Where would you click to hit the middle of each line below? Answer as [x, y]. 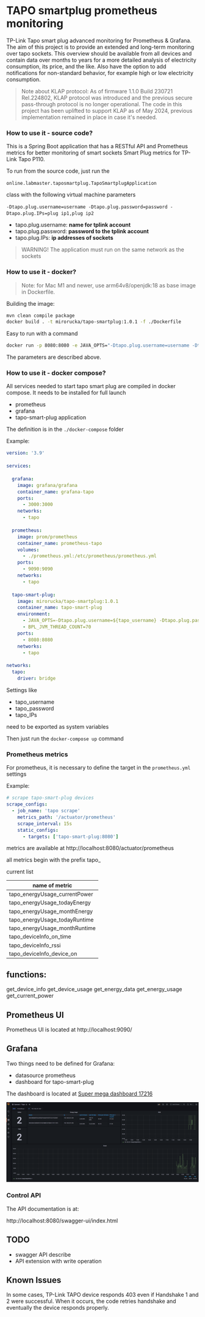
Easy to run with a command [42, 334]
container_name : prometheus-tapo [60, 543]
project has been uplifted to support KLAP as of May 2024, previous [107, 110]
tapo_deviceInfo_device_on [43, 953]
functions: [27, 974]
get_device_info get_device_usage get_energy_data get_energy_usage [94, 989]
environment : [34, 614]
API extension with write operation [58, 1261]
